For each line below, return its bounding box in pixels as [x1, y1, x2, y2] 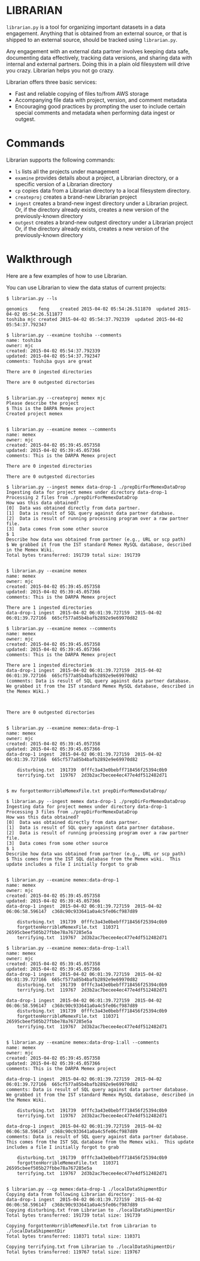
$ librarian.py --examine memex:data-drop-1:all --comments [6, 1039, 160, 1045]
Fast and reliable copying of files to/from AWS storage [14, 90, 149, 97]
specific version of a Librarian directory [14, 180, 113, 187]
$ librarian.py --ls [6, 295, 58, 301]
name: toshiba [6, 337, 42, 343]
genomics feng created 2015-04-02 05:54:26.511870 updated [6, 306, 175, 312]
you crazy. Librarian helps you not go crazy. [6, 66, 115, 74]
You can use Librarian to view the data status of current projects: [6, 284, 166, 291]
